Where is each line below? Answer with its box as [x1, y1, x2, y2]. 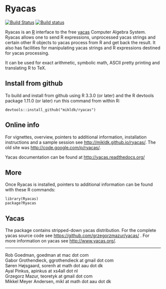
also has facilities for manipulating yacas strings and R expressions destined [5, 45, 161, 51]
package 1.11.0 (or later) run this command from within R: [5, 98, 120, 104]
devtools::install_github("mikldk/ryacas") [5, 107, 96, 112]
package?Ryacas [5, 201, 37, 206]
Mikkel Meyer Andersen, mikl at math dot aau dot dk [5, 279, 111, 285]
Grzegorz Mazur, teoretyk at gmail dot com [5, 273, 93, 279]
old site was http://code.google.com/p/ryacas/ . [5, 144, 101, 150]
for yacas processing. [5, 50, 49, 56]
